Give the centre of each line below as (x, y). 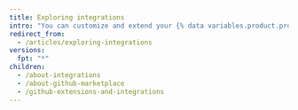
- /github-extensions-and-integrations (91, 91)
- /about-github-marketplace (71, 83)
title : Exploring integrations (67, 17)
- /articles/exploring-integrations (85, 42)
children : (27, 67)
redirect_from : (37, 34)
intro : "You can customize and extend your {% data (106, 26)
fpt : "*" (33, 59)
